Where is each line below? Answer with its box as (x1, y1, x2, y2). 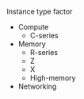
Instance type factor (6, 7, 73, 16)
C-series (29, 31, 59, 40)
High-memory (29, 73, 76, 82)
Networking (17, 81, 57, 91)
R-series (29, 48, 58, 57)
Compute (17, 22, 49, 31)
